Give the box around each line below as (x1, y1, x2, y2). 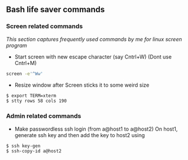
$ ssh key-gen (6, 143, 41, 149)
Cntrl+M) (14, 59, 37, 66)
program (6, 42, 28, 49)
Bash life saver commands (6, 5, 105, 15)
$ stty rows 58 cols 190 (6, 98, 67, 104)
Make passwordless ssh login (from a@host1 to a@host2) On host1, (14, 125, 178, 132)
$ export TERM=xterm (6, 93, 57, 98)
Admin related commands (6, 112, 81, 120)
